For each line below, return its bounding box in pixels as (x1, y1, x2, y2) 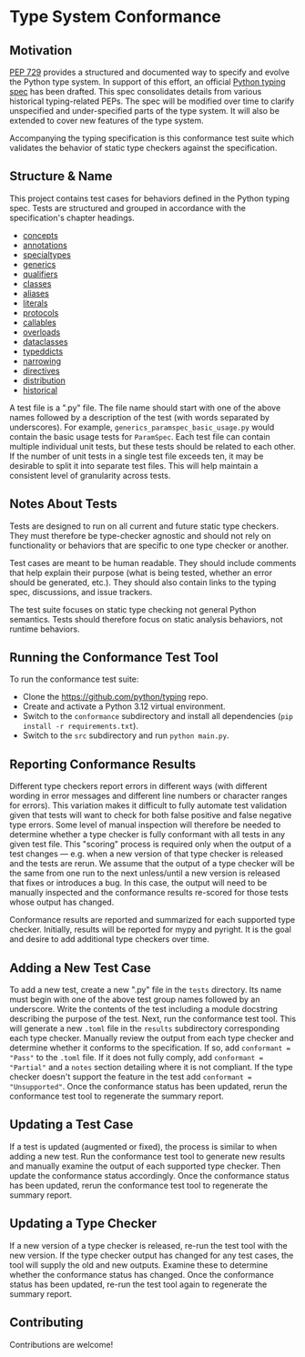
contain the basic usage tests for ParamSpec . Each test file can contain (9, 430, 270, 442)
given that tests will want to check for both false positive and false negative (9, 810, 292, 821)
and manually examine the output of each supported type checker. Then (9, 1160, 280, 1171)
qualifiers (22, 268, 58, 279)
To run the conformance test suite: (9, 673, 139, 684)
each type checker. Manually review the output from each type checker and (9, 1033, 294, 1044)
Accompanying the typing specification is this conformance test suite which (9, 133, 294, 143)
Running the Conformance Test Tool (9, 650, 219, 665)
